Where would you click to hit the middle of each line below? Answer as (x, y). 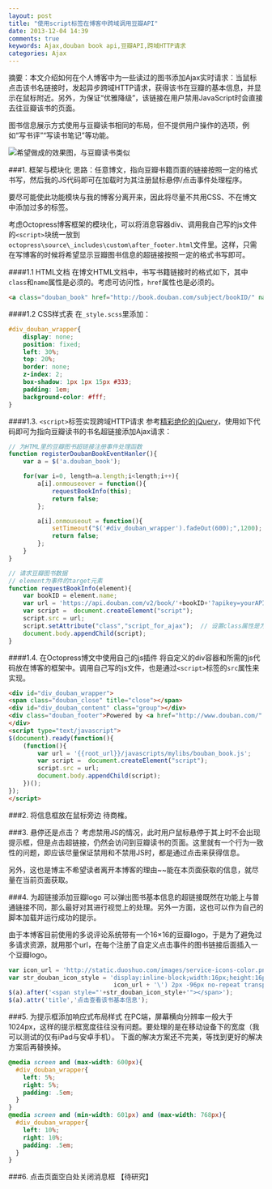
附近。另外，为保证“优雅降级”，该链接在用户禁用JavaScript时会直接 (149, 98)
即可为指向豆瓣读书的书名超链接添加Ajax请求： (93, 431)
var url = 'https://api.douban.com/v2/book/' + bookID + (115, 603)
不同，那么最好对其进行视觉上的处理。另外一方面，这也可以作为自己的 (147, 907)
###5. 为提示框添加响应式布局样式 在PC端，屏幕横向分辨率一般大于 (121, 1016)
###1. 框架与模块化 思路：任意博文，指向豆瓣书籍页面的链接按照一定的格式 (133, 170)
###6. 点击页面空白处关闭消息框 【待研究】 (81, 1177)
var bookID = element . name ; (70, 596)
